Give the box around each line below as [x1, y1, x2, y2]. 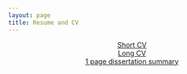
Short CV [117, 40, 147, 49]
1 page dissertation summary [85, 56, 179, 66]
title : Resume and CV [8, 19, 79, 26]
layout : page [8, 11, 51, 19]
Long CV [117, 48, 147, 58]
